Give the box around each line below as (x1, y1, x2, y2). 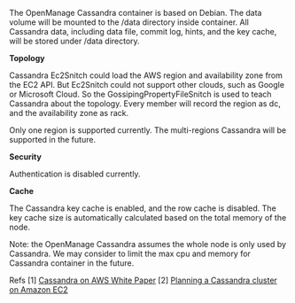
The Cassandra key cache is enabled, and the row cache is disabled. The (9, 203, 276, 214)
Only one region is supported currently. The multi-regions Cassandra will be (9, 125, 286, 136)
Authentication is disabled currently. (9, 168, 141, 179)
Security (9, 151, 42, 162)
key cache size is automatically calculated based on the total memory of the (9, 213, 287, 222)
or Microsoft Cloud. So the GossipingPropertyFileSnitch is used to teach (9, 89, 272, 99)
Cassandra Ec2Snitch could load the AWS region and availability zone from (9, 70, 283, 81)
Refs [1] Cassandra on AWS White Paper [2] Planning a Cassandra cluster (9, 275, 277, 285)
